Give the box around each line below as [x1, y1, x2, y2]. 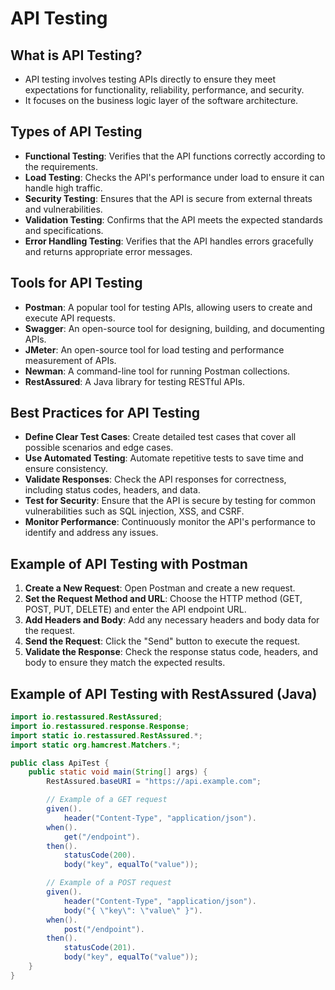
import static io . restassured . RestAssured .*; [10, 730, 203, 741]
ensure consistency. [24, 463, 108, 475]
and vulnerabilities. [24, 203, 103, 215]
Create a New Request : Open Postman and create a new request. [24, 582, 296, 594]
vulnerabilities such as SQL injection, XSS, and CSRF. [24, 505, 245, 517]
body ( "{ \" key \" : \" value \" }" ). [63, 905, 203, 916]
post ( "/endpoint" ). [63, 924, 145, 934]
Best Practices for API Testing [10, 405, 201, 422]
